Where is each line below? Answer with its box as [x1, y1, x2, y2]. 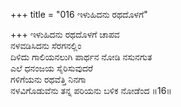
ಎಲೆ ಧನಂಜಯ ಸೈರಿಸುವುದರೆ [10, 62, 93, 74]
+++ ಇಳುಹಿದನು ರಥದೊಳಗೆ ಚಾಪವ [10, 29, 120, 40]
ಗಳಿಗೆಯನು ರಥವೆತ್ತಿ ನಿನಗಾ [10, 74, 87, 85]
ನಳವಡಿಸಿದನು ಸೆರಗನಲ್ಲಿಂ [10, 40, 82, 51]
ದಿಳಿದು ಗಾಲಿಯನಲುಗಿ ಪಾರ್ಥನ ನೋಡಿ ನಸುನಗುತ [10, 51, 153, 63]
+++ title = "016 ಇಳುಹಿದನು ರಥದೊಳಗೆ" [10, 9, 148, 20]
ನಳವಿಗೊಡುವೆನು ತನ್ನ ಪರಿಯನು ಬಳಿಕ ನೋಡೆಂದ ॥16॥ [10, 85, 172, 96]
